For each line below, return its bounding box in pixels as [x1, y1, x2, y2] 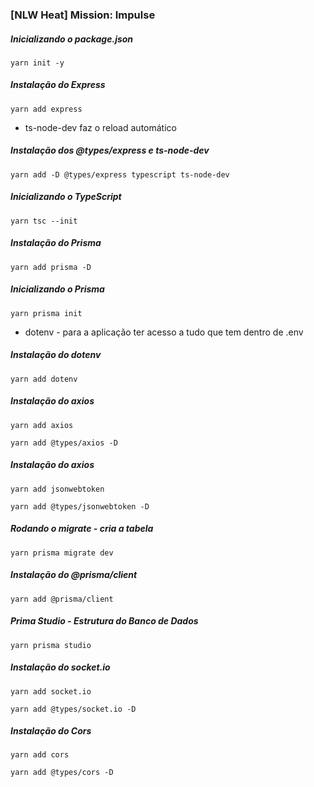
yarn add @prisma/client [10, 594, 114, 604]
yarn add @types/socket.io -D [10, 704, 137, 714]
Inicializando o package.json [10, 33, 134, 45]
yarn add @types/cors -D [10, 768, 114, 778]
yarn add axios [10, 420, 74, 430]
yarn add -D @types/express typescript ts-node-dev [10, 169, 230, 180]
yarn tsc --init [10, 216, 78, 226]
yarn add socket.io [10, 686, 92, 697]
